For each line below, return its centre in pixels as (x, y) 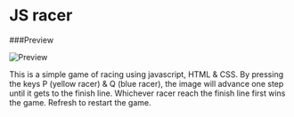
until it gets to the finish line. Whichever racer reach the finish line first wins (147, 93)
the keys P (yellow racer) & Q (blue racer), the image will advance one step (147, 83)
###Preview (32, 40)
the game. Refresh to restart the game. (80, 102)
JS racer (41, 16)
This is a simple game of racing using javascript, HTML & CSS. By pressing (146, 74)
